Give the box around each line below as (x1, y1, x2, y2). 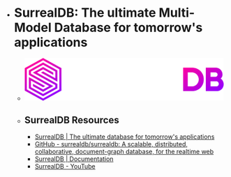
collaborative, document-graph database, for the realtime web (34, 148, 214, 156)
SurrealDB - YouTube (34, 162, 96, 171)
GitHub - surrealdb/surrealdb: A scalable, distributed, (34, 140, 188, 148)
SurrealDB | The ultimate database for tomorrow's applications (34, 132, 215, 141)
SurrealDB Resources (24, 114, 120, 126)
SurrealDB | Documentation (34, 155, 114, 163)
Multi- (158, 5, 195, 21)
